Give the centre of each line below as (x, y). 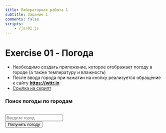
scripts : (14, 24)
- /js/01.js (26, 28)
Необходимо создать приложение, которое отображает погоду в (82, 67)
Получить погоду (24, 125)
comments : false (22, 19)
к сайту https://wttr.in (36, 83)
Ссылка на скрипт (32, 88)
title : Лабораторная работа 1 (37, 10)
